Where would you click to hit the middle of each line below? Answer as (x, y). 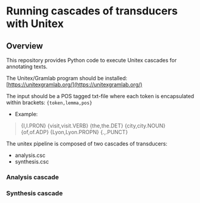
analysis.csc (30, 155)
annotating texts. (27, 66)
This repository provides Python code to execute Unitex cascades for (92, 60)
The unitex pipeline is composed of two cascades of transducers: (87, 144)
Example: (26, 114)
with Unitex (35, 24)
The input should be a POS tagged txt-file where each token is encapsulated (100, 96)
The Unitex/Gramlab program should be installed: (67, 78)
